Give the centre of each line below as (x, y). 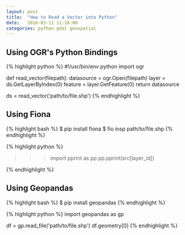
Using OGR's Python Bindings (62, 52)
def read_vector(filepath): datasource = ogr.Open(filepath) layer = (86, 78)
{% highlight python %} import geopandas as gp (65, 214)
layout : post (22, 12)
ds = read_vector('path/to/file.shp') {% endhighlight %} (73, 96)
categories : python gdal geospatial (51, 28)
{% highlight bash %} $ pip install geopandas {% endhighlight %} (86, 202)
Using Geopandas (40, 188)
